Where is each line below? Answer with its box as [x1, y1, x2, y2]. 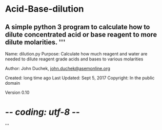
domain [5, 80, 20, 86]
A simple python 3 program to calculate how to [5, 23, 150, 31]
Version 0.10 [5, 90, 30, 95]
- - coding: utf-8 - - [5, 107, 80, 118]
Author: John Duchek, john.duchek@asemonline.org [5, 66, 111, 71]
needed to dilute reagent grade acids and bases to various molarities [5, 56, 143, 62]
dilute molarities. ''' [5, 38, 66, 46]
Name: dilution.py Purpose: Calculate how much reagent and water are [5, 51, 148, 56]
